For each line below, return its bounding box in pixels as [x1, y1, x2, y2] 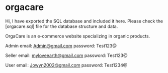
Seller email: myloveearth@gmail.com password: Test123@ [5, 52, 128, 58]
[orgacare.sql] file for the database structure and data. [5, 23, 118, 29]
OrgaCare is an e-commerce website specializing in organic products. [5, 33, 150, 39]
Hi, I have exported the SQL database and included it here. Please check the [5, 18, 163, 24]
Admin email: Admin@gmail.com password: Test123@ [5, 42, 117, 48]
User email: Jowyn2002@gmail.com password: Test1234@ [5, 62, 128, 68]
